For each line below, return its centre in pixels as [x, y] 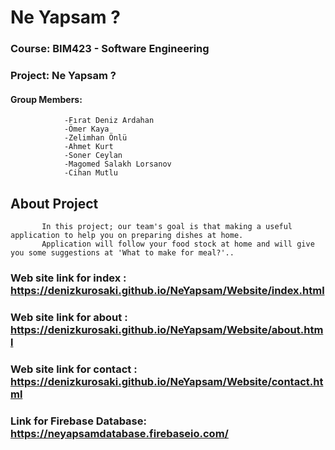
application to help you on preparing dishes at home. [127, 236]
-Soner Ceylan [93, 156]
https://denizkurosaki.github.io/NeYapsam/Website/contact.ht [167, 381]
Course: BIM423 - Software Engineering [110, 49]
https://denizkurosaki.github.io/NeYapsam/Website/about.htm [167, 329]
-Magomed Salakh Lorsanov [117, 164]
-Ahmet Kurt [88, 147]
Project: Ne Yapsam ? [63, 76]
